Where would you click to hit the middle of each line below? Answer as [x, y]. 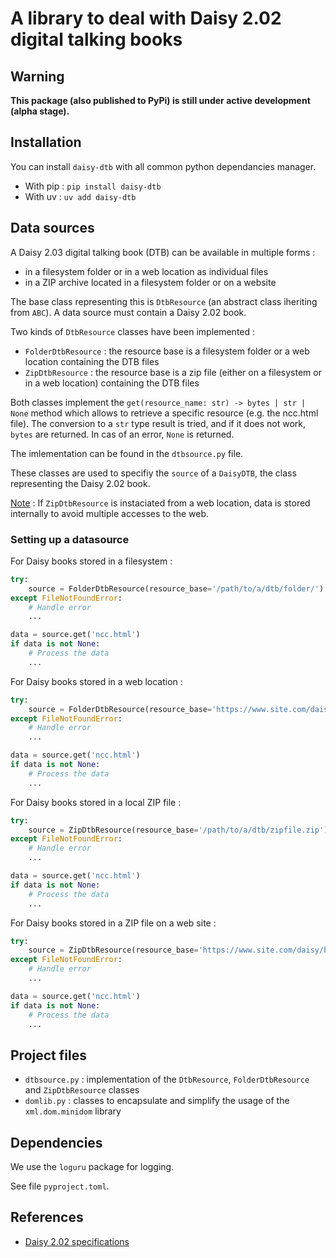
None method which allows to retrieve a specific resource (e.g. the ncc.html [164, 413]
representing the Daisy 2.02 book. [80, 483]
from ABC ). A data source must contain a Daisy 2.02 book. [128, 312]
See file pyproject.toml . [60, 1186]
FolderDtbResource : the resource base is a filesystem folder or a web [167, 351]
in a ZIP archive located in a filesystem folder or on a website [150, 282]
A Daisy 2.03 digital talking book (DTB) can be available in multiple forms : [163, 252]
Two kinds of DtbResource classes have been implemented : [133, 331]
